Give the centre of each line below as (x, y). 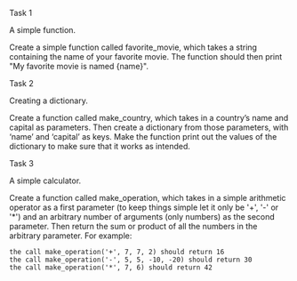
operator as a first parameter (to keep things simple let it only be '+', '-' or (144, 207)
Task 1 (21, 13)
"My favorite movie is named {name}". (79, 66)
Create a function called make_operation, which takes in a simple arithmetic (148, 198)
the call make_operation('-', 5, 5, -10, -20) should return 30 (131, 260)
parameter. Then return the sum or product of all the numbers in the (133, 226)
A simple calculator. (45, 181)
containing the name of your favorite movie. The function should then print (146, 56)
